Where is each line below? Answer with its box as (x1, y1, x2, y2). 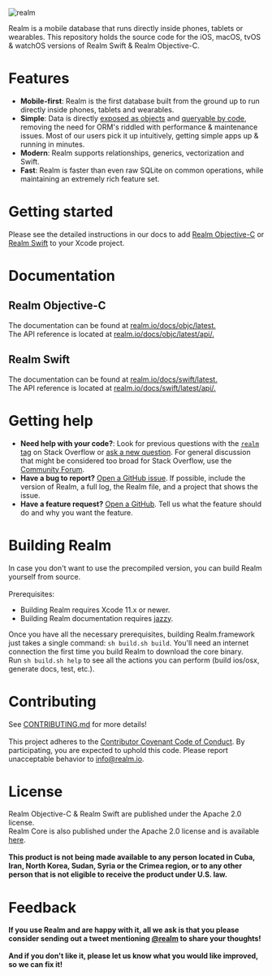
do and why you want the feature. (19, 507, 133, 517)
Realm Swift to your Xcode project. (8, 238, 125, 247)
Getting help (8, 411, 93, 430)
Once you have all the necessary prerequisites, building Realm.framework (8, 629, 256, 639)
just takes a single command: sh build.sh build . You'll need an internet (8, 637, 249, 647)
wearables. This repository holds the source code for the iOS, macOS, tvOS (8, 33, 261, 42)
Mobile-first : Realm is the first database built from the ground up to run (19, 96, 260, 106)
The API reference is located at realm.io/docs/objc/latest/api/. (8, 329, 215, 339)
